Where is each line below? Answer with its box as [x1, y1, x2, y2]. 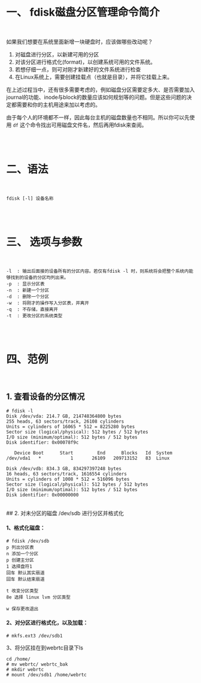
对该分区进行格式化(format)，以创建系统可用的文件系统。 [14, 58, 156, 65]
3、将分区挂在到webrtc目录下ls [6, 644, 84, 651]
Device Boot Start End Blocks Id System [14, 450, 172, 456]
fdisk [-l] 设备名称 [6, 195, 54, 201]
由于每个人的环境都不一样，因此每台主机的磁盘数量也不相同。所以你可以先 [6, 113, 190, 121]
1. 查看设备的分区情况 [6, 392, 85, 402]
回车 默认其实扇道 [6, 570, 45, 576]
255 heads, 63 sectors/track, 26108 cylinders [6, 418, 124, 425]
